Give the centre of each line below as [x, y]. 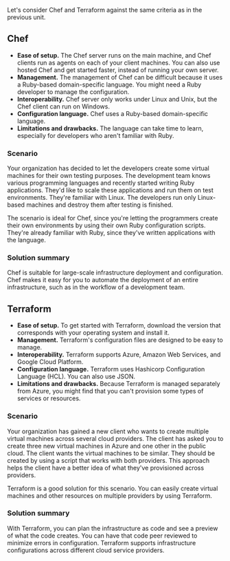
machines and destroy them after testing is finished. [100, 205]
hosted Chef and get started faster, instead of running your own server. [118, 70]
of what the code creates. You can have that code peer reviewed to [102, 536]
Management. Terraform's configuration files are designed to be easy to [120, 340]
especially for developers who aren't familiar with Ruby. [95, 135]
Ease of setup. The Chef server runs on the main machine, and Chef [114, 55]
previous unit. [26, 17]
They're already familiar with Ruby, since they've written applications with [111, 233]
